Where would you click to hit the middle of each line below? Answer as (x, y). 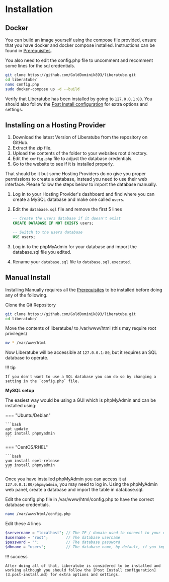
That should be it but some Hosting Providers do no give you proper (76, 174)
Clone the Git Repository (31, 305)
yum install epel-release (32, 461)
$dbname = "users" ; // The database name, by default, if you (81, 547)
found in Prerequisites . (29, 51)
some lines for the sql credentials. (40, 66)
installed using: (21, 406)
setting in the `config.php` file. (43, 381)
